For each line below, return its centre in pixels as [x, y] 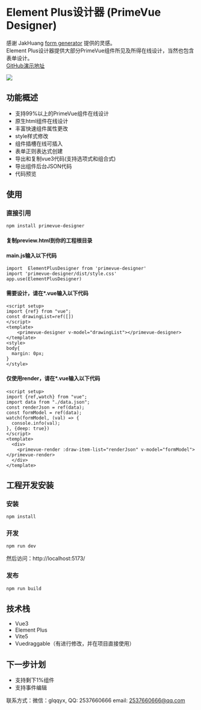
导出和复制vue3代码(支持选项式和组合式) [65, 159]
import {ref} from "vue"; [39, 312]
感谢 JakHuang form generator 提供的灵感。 [61, 43]
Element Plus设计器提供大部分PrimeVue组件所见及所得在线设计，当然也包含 [100, 50]
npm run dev [21, 546]
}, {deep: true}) [28, 429]
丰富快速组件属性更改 [41, 128]
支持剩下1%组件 [35, 680]
